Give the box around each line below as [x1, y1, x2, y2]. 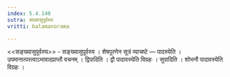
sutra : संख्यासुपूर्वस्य [7, 16, 53, 23]
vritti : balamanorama [7, 23, 70, 30]
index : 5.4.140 [7, 10, 51, 17]
